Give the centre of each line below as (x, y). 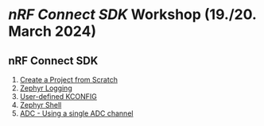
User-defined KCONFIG (58, 96)
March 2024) (52, 31)
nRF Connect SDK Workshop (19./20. (132, 15)
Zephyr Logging (46, 88)
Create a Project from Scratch (68, 80)
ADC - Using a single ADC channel (76, 113)
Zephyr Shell (41, 105)
